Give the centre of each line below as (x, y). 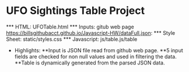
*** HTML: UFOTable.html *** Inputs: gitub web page (70, 27)
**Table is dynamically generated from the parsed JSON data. (90, 63)
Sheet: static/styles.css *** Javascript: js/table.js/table (72, 39)
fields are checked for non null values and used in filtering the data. (95, 56)
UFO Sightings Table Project (75, 11)
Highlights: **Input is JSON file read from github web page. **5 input (99, 50)
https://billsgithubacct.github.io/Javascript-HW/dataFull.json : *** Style (91, 33)
